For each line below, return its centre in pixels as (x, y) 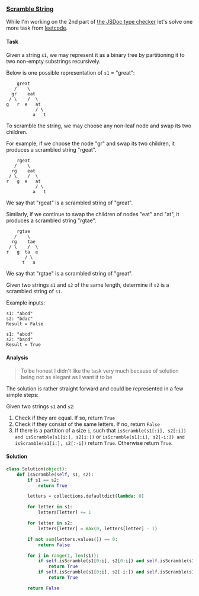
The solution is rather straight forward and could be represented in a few (95, 388)
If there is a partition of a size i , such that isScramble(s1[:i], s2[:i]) (100, 430)
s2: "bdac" (20, 319)
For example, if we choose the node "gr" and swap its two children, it (90, 143)
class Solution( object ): (37, 469)
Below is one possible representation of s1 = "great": (70, 72)
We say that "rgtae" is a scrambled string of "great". (70, 273)
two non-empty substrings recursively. (53, 61)
